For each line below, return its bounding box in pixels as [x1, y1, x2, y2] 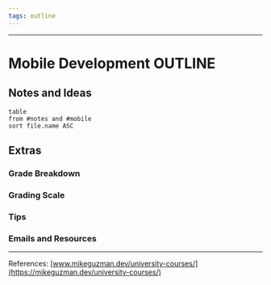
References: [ [8, 259, 53, 269]
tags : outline [8, 11, 56, 20]
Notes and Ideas [8, 86, 92, 100]
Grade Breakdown [8, 167, 81, 178]
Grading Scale [8, 189, 65, 200]
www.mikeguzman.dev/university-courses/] [52, 259, 198, 269]
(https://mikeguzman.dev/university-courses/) [8, 267, 161, 277]
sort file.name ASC [8, 122, 74, 130]
